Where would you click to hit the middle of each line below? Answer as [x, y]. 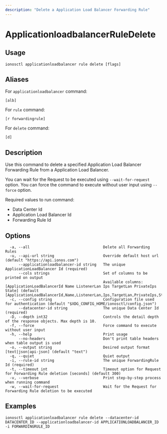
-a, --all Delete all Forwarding [80, 247]
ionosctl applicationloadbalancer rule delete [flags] [63, 64]
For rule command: [25, 110]
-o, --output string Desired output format [80, 348]
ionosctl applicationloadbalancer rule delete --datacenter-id [72, 418]
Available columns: [123, 282]
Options [18, 235]
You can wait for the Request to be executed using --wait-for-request [78, 179]
